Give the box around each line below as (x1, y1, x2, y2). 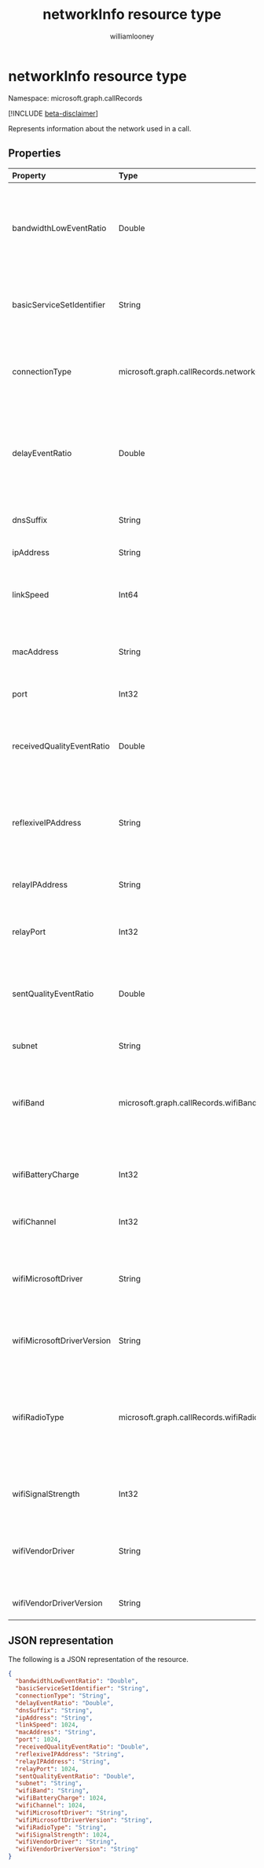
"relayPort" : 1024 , (15, 1765, 79, 1773)
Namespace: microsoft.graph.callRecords (8, 93, 143, 103)
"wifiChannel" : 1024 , (15, 1802, 86, 1810)
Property (12, 170, 46, 181)
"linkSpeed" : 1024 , (15, 1721, 79, 1729)
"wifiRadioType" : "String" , (15, 1823, 108, 1831)
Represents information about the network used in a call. (8, 123, 192, 133)
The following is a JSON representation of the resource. (8, 1655, 189, 1664)
